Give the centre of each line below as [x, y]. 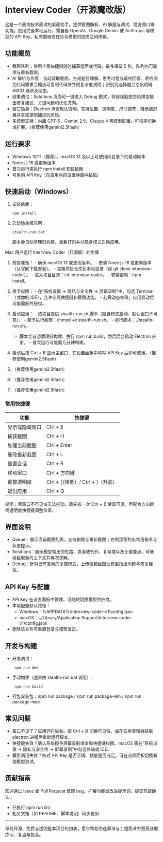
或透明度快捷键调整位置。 [31, 510]
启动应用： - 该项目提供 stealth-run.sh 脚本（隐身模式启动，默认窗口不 [83, 314]
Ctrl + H [55, 436]
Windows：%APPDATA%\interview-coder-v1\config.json [76, 612]
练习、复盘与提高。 [24, 834]
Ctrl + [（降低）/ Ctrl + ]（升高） [82, 482]
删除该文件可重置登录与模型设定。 [46, 629]
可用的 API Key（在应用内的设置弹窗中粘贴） [57, 175]
